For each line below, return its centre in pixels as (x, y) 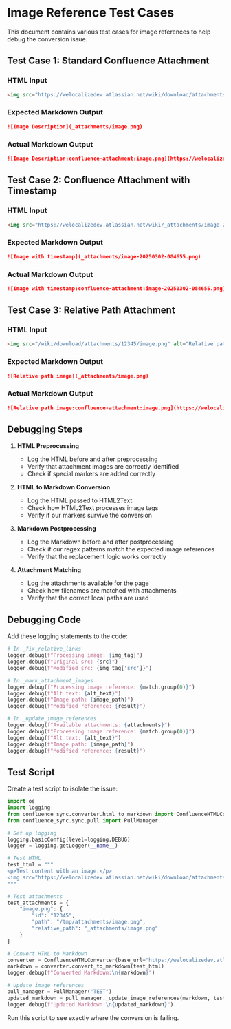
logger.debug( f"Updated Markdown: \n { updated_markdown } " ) (90, 1004)
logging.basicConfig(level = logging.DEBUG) (69, 839)
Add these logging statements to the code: (68, 636)
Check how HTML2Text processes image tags (93, 508)
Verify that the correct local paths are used (88, 598)
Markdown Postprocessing (56, 529)
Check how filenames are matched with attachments (102, 591)
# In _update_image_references (52, 719)
